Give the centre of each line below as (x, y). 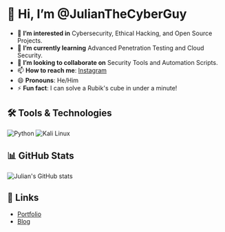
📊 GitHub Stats (41, 156)
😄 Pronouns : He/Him (48, 80)
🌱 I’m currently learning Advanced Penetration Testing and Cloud (110, 48)
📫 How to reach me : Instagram (62, 70)
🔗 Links (23, 197)
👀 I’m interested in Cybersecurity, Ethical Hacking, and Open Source (115, 33)
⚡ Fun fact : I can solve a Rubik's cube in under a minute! (97, 88)
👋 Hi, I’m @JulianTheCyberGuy (97, 14)
